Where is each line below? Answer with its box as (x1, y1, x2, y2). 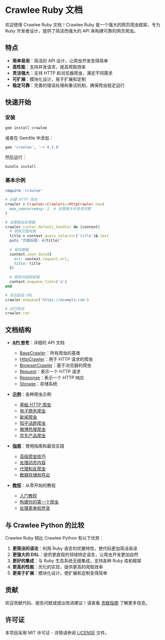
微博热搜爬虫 (19, 426, 46, 432)
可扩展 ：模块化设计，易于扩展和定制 (12, 76, 86, 82)
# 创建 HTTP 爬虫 (5, 197, 38, 202)
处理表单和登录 (19, 505, 50, 511)
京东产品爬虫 (19, 433, 46, 439)
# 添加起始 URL (5, 292, 33, 298)
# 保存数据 (9, 247, 29, 252)
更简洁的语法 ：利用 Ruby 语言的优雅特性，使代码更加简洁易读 (12, 545, 138, 551)
